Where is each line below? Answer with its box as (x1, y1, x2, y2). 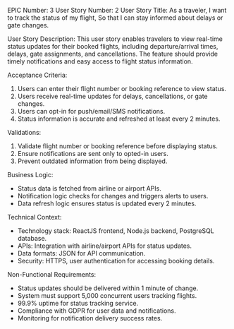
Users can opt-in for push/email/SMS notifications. (17, 107, 166, 115)
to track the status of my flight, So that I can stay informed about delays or (7, 13, 223, 22)
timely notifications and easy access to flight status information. (7, 57, 193, 66)
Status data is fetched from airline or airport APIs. (17, 184, 162, 193)
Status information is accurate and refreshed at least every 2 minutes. (17, 114, 221, 123)
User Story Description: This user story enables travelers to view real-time (7, 35, 223, 43)
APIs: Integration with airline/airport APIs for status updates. (17, 241, 192, 250)
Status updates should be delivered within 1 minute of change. (17, 284, 199, 292)
